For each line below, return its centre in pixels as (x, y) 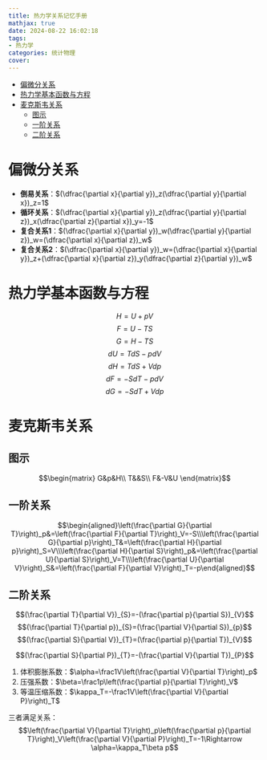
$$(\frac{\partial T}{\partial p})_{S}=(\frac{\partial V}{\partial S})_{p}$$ (135, 628)
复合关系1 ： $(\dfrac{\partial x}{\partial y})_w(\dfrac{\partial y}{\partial (136, 230)
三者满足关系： (33, 717)
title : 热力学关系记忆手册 (48, 16)
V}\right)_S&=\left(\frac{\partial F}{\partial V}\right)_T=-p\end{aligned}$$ (135, 567)
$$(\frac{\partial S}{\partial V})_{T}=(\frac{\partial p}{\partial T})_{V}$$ (135, 640)
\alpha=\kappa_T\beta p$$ (135, 748)
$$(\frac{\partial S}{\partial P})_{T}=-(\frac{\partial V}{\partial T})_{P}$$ (135, 656)
